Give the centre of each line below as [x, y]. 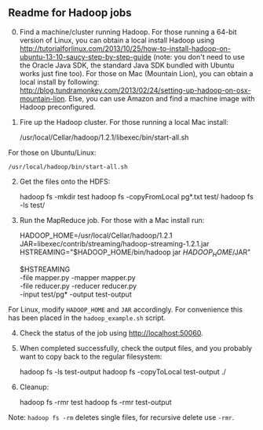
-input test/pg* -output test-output [75, 294]
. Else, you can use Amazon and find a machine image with [160, 98]
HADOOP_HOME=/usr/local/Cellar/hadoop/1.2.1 [96, 235]
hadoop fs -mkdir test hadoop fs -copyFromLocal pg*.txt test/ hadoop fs [136, 196]
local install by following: [59, 82]
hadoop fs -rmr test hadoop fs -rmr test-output [95, 402]
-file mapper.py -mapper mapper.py [77, 277]
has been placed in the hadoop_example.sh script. [87, 318]
